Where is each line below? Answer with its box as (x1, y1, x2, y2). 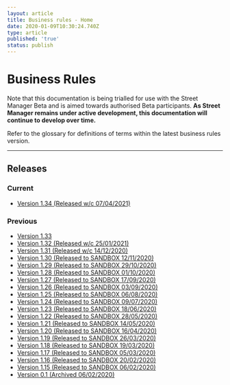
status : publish (7, 42, 53, 49)
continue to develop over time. (7, 116, 96, 124)
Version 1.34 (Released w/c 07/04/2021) (16, 199, 131, 207)
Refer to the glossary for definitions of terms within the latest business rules (7, 129, 221, 137)
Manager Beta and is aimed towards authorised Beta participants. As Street (7, 101, 220, 110)
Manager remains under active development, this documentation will (7, 108, 207, 117)
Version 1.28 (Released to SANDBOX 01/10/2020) (16, 268, 156, 277)
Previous (7, 216, 38, 226)
